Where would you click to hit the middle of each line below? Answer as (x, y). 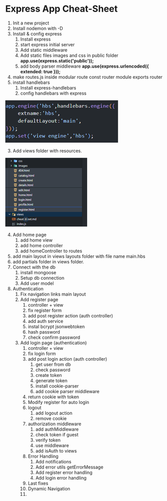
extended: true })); (40, 71)
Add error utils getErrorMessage (69, 467)
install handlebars (31, 82)
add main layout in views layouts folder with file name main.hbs (79, 256)
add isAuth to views (56, 451)
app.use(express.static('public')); (57, 61)
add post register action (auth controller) (71, 315)
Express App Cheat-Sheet (62, 9)
